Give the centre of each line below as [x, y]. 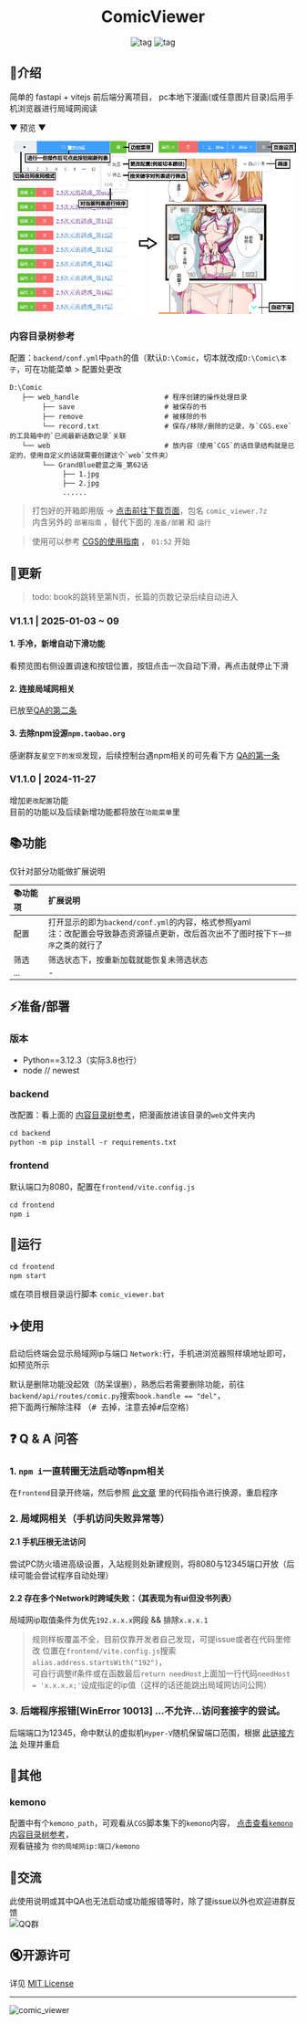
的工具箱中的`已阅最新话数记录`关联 [68, 436]
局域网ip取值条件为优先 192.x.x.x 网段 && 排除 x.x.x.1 [109, 1620]
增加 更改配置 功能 [39, 800]
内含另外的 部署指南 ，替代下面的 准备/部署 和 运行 [121, 522]
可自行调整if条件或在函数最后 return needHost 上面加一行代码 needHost [161, 1673]
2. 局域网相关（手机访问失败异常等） [90, 1518]
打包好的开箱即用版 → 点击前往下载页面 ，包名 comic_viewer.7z [149, 511]
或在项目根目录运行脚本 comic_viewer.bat [87, 1295]
